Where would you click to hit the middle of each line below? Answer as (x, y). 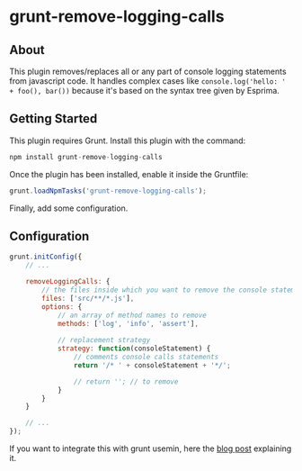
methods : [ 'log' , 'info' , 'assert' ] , (128, 323)
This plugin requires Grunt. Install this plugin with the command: (128, 140)
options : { (62, 307)
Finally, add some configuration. (69, 208)
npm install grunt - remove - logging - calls (86, 157)
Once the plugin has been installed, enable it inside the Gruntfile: (129, 174)
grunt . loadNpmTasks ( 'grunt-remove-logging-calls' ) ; (108, 191)
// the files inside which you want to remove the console (155, 290)
